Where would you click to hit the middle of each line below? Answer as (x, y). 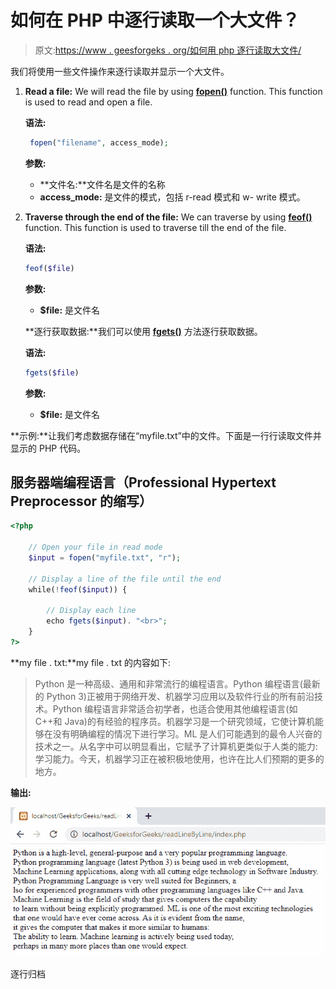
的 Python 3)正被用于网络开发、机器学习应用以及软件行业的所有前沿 (174, 696)
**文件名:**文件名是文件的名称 (102, 184)
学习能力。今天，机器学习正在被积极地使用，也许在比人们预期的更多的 (179, 758)
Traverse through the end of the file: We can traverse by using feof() (168, 217)
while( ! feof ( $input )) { (78, 589)
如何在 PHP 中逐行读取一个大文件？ (155, 20)
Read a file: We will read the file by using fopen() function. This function (173, 91)
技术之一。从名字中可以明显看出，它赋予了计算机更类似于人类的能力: (176, 746)
